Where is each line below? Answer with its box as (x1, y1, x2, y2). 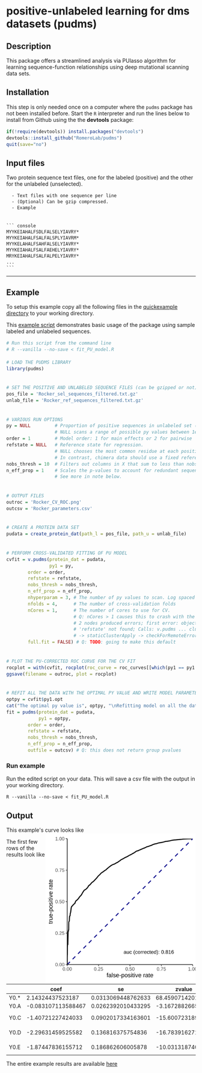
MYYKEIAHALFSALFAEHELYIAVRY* (6, 247, 79, 253)
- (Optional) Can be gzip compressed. (11, 199, 109, 205)
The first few (6, 838, 38, 846)
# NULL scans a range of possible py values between (54, 429, 189, 435)
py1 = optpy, (38, 715, 71, 721)
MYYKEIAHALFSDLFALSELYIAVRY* (6, 229, 79, 235)
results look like (6, 851, 45, 858)
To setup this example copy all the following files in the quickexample (6, 303, 178, 311)
